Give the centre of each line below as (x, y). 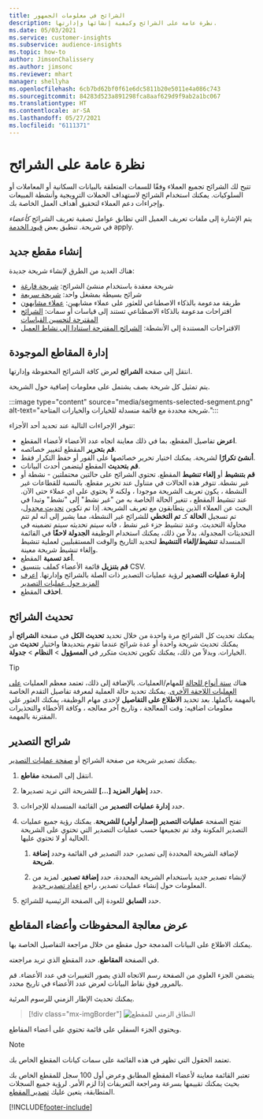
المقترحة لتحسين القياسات (59, 319)
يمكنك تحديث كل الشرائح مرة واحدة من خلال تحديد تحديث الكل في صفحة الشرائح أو (132, 636)
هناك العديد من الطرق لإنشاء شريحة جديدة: (72, 270)
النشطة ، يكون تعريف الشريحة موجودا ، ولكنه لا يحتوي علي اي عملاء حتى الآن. (133, 491)
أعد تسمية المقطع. (48, 558)
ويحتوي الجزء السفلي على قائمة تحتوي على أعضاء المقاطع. (95, 1029)
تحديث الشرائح (41, 616)
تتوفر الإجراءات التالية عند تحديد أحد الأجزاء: (72, 426)
